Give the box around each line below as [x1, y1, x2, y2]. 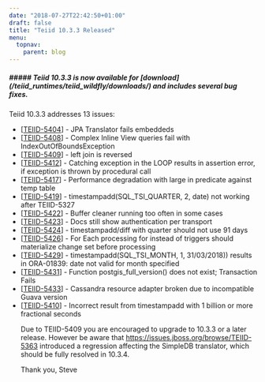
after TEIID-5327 [20, 200, 76, 209]
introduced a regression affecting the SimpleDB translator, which [39, 341, 250, 350]
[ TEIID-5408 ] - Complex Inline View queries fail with [20, 133, 191, 142]
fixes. [9, 89, 28, 99]
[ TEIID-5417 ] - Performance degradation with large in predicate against [20, 174, 252, 184]
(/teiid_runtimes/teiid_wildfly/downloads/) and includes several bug [9, 81, 237, 91]
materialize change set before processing [20, 242, 156, 251]
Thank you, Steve [20, 365, 78, 374]
